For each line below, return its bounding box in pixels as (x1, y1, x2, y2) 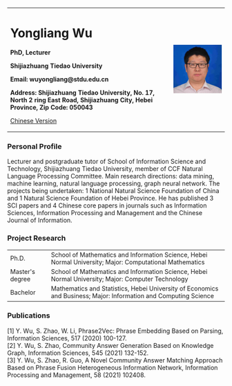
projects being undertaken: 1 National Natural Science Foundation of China (7, 187, 220, 195)
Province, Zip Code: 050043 (10, 103, 93, 111)
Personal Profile (7, 142, 62, 151)
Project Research (7, 233, 66, 243)
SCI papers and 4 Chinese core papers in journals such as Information (7, 201, 207, 210)
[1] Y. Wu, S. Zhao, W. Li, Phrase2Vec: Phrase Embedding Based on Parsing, (7, 327, 224, 335)
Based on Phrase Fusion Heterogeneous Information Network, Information (7, 363, 218, 371)
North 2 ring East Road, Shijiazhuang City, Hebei (10, 95, 153, 104)
